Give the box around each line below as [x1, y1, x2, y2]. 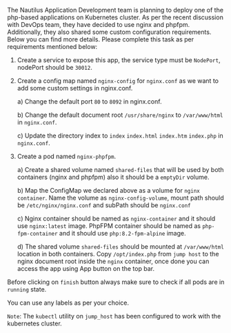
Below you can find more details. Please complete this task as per [7, 35, 194, 44]
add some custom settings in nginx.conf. [17, 84, 133, 92]
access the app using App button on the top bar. [17, 265, 155, 272]
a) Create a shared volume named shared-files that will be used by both [17, 166, 224, 173]
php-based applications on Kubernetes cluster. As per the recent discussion [7, 13, 224, 21]
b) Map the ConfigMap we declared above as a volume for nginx [17, 187, 200, 194]
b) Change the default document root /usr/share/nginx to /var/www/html [17, 111, 223, 119]
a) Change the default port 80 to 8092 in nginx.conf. [17, 97, 162, 106]
